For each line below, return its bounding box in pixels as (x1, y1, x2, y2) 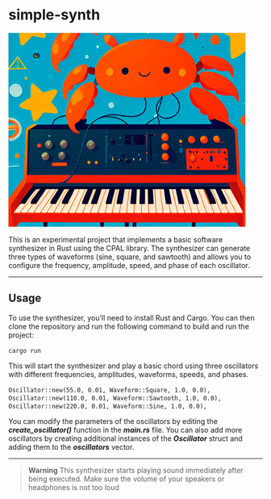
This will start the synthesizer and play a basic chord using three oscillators (8, 361, 259, 371)
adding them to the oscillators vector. (8, 442, 135, 451)
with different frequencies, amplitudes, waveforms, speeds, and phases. (8, 369, 248, 379)
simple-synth (8, 6, 101, 24)
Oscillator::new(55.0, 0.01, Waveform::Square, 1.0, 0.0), (8, 386, 211, 394)
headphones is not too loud (27, 482, 119, 492)
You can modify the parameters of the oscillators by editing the (8, 416, 218, 426)
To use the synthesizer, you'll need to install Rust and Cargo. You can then (8, 312, 256, 322)
